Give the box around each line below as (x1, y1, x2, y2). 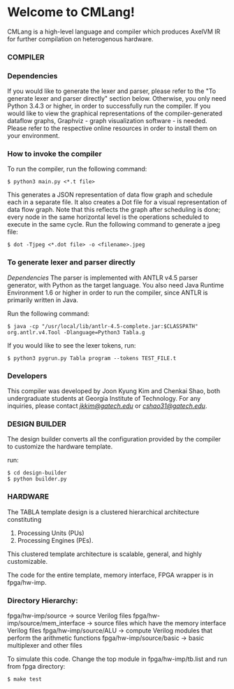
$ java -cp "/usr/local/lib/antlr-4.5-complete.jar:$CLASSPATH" (7, 322, 198, 329)
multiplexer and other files (7, 641, 82, 649)
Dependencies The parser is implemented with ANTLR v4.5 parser (7, 274, 198, 282)
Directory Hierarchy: (7, 595, 78, 605)
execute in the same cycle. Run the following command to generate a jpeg (7, 220, 221, 229)
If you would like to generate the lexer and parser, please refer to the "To (7, 87, 217, 95)
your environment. (7, 132, 60, 140)
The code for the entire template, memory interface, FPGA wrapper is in (7, 571, 214, 579)
